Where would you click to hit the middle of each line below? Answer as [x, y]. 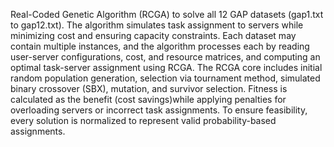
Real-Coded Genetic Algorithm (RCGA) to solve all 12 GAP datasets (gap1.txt [167, 14]
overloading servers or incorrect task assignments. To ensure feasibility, [159, 110]
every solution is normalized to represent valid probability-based [143, 120]
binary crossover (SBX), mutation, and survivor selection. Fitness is [149, 88]
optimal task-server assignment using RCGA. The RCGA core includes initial [166, 67]
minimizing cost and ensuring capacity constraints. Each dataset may [153, 35]
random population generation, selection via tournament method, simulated [165, 78]
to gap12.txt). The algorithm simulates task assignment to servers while [157, 25]
